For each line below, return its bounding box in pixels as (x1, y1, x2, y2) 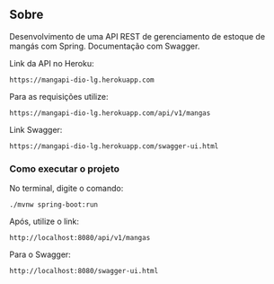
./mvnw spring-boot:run (9, 200, 99, 209)
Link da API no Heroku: (9, 58, 94, 68)
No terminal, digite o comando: (9, 183, 124, 194)
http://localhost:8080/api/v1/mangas (9, 234, 151, 243)
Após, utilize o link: (9, 216, 79, 227)
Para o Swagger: (9, 249, 72, 260)
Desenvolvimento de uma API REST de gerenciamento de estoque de (9, 31, 266, 41)
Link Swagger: (9, 124, 63, 135)
